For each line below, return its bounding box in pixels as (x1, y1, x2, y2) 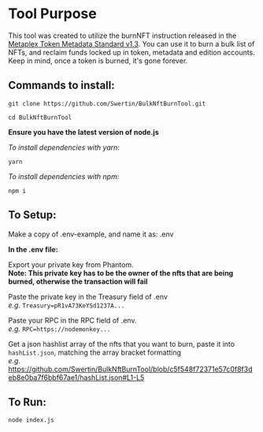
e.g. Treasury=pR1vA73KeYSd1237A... (8, 300, 125, 310)
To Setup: (8, 208, 57, 222)
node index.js (8, 416, 55, 424)
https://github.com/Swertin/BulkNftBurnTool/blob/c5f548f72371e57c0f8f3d (8, 364, 253, 374)
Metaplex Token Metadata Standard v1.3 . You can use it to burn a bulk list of (8, 39, 255, 48)
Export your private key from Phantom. (8, 259, 134, 269)
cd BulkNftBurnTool (8, 114, 72, 121)
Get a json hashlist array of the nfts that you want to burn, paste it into (8, 339, 235, 348)
